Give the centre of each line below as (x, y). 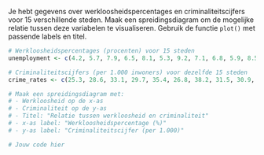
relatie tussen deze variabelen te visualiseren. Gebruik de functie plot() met (132, 28)
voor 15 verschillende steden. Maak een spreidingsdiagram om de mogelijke (131, 20)
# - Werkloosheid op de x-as (56, 101)
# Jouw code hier (37, 145)
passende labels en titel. (48, 36)
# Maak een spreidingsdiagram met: (66, 94)
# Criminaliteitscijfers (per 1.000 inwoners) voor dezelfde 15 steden (128, 72)
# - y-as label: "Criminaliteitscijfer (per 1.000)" (96, 130)
